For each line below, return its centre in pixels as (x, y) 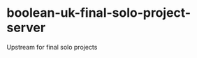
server (26, 28)
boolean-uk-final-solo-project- (99, 13)
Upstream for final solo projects (52, 47)
